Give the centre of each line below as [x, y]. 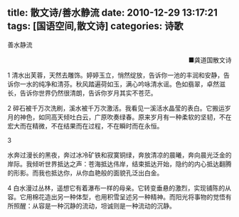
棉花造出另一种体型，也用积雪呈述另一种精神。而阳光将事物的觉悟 [128, 197]
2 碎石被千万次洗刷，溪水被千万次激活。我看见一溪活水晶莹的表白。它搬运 [116, 108]
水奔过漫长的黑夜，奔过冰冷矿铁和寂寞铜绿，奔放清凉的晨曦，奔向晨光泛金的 [119, 155]
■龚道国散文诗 [210, 60]
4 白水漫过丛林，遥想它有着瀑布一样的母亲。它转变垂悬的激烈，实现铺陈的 [116, 188]
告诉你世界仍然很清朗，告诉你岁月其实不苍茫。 [88, 93]
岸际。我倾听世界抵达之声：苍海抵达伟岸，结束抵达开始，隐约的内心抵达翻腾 [119, 163]
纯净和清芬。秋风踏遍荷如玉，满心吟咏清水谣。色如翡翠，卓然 [128, 84]
